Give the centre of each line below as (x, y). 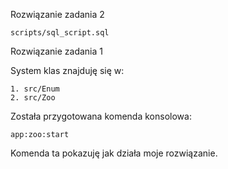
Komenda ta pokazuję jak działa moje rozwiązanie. (114, 153)
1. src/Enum (35, 89)
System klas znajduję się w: (67, 70)
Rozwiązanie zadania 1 (56, 51)
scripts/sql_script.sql (60, 33)
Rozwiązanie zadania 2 (57, 14)
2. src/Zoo (33, 98)
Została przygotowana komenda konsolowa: (101, 116)
